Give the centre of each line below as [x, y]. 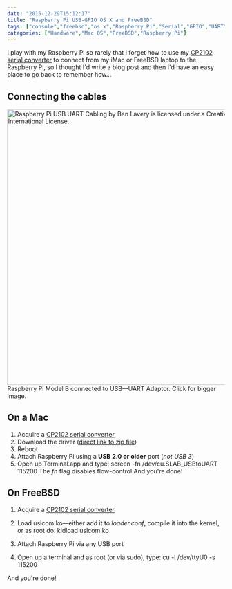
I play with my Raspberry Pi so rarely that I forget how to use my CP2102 [110, 53]
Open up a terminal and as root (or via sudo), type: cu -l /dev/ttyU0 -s [116, 557]
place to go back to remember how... [59, 75]
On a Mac [28, 418]
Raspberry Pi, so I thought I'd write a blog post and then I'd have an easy [110, 67]
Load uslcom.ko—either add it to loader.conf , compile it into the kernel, [118, 523]
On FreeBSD [34, 493]
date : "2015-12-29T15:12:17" [49, 13]
